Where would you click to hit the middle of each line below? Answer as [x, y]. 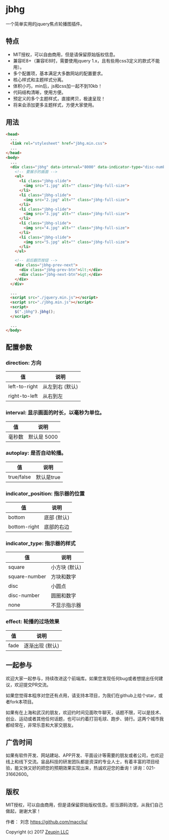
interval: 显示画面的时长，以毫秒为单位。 [55, 413]
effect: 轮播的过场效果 [33, 622]
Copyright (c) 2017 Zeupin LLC [37, 832]
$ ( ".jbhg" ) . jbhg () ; [35, 312]
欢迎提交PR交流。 [33, 685]
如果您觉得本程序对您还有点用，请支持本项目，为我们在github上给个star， [82, 695]
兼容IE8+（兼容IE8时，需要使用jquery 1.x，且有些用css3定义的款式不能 [86, 61]
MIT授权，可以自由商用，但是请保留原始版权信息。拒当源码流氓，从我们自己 [84, 805]
